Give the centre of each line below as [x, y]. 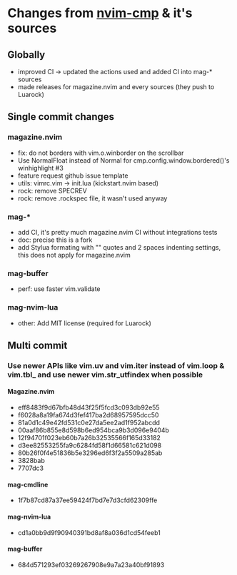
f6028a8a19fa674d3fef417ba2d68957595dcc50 [88, 415]
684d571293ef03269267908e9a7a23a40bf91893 [91, 564]
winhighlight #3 [41, 168]
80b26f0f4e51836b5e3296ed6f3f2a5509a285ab [90, 453]
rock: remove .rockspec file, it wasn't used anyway [92, 198]
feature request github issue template [73, 175]
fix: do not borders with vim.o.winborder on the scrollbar [101, 153]
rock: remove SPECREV [52, 190]
